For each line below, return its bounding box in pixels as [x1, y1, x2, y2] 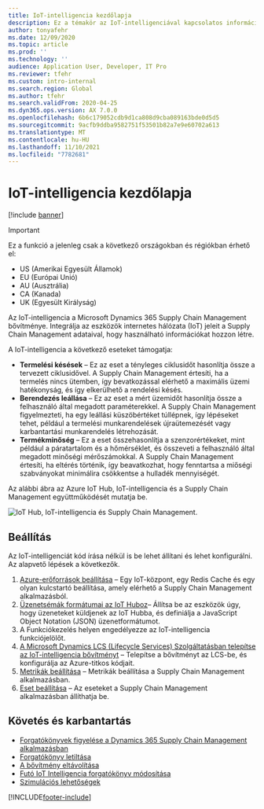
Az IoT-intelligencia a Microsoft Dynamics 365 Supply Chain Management [8, 313, 247, 322]
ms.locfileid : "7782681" [8, 150, 90, 158]
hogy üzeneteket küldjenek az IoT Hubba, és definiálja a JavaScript [19, 609, 237, 617]
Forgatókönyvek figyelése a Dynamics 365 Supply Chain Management [19, 735, 247, 745]
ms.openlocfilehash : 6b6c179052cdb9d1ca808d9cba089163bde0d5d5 [8, 114, 220, 122]
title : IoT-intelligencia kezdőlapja [8, 11, 132, 20]
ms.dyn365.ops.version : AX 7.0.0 [8, 107, 118, 115]
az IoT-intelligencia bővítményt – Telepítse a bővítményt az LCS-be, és [19, 650, 247, 659]
